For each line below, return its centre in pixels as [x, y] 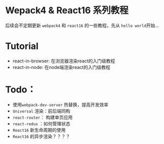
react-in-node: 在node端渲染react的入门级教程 [61, 67]
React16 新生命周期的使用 [39, 130]
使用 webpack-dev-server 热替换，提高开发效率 [60, 104]
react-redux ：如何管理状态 [41, 123]
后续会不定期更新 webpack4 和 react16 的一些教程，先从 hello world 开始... [82, 25]
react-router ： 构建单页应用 [42, 117]
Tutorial [22, 46]
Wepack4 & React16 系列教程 [67, 10]
